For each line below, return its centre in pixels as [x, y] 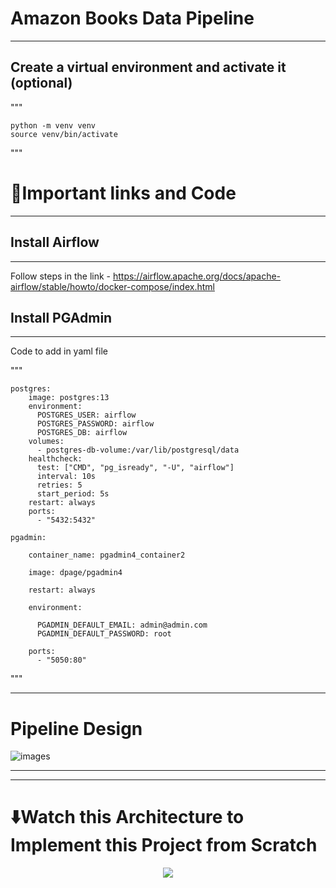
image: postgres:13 [69, 398]
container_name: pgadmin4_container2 [107, 555]
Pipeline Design [76, 728]
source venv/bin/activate [64, 134]
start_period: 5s [73, 494]
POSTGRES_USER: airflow [86, 415]
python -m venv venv [53, 125]
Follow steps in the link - [60, 276]
